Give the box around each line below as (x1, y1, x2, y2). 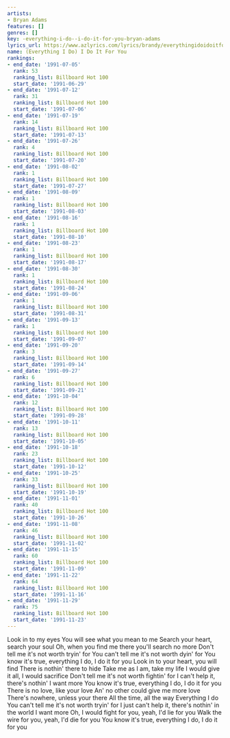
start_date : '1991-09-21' (13, 387, 88, 393)
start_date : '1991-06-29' (13, 80, 88, 87)
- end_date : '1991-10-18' (7, 444, 81, 451)
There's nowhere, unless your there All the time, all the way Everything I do (7, 693, 219, 702)
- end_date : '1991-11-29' (7, 597, 81, 604)
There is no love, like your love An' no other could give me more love (7, 686, 201, 694)
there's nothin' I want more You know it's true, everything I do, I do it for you (7, 679, 222, 687)
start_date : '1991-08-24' (13, 284, 88, 292)
